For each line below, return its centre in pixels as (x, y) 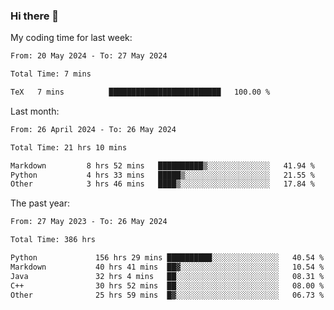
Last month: (35, 111)
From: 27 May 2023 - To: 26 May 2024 (89, 222)
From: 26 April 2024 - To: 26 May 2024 (93, 129)
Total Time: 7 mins (51, 74)
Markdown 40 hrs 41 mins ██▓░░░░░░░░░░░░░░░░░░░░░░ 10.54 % (167, 267)
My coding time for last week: (71, 38)
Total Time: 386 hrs (53, 240)
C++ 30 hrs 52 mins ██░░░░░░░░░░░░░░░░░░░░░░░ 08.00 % (167, 285)
